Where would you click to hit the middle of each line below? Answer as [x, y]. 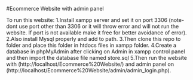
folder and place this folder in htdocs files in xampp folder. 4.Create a [91, 45]
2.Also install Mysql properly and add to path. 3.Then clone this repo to [94, 39]
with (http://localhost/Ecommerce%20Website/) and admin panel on [90, 64]
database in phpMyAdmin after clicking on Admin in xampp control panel [96, 52]
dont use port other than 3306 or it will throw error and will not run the [93, 26]
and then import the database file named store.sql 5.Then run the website [96, 58]
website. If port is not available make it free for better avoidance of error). [96, 33]
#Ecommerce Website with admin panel [55, 9]
